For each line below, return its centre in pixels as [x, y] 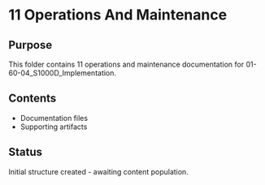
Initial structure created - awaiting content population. [98, 171]
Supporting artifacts [54, 127]
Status [26, 152]
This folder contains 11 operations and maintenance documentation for [126, 64]
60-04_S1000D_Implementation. [62, 73]
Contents [33, 99]
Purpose [30, 45]
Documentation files [54, 118]
